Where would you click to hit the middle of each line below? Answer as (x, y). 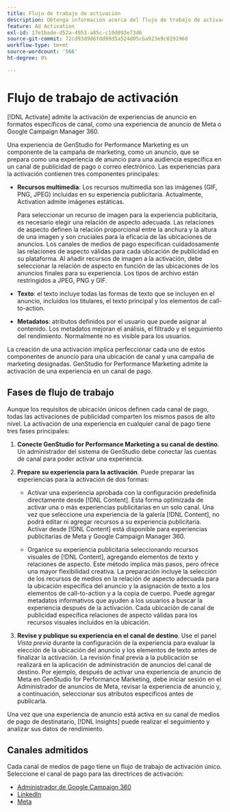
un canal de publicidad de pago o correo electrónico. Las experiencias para (114, 166)
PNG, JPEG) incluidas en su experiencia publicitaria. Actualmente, (110, 194)
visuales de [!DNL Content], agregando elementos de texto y (113, 557)
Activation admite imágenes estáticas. (71, 201)
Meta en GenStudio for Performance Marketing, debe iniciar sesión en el (119, 679)
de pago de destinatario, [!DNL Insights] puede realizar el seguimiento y (108, 721)
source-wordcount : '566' (42, 52)
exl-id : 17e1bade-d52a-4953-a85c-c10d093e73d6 (75, 33)
